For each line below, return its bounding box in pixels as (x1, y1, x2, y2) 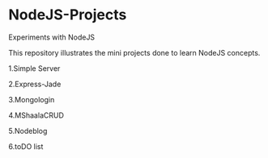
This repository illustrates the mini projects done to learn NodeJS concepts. (8, 48, 261, 57)
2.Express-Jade (8, 79, 62, 89)
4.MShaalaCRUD (8, 110, 65, 120)
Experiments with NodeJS (8, 32, 96, 42)
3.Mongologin (8, 94, 55, 104)
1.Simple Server (8, 63, 61, 73)
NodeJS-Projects (8, 6, 127, 24)
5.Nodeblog (8, 126, 48, 135)
